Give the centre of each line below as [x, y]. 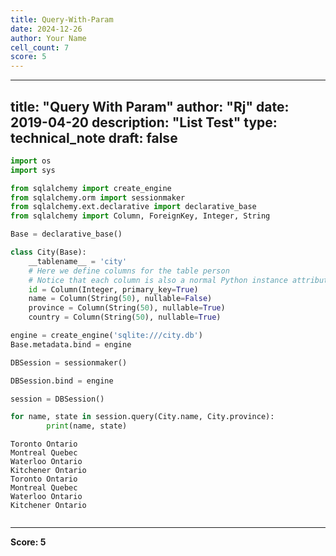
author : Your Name [48, 38]
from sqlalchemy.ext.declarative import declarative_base [133, 207]
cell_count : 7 [40, 47]
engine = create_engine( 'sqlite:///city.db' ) [106, 336]
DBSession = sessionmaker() [69, 362]
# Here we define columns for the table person [129, 271]
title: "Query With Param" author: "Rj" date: [150, 106]
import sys [33, 170]
